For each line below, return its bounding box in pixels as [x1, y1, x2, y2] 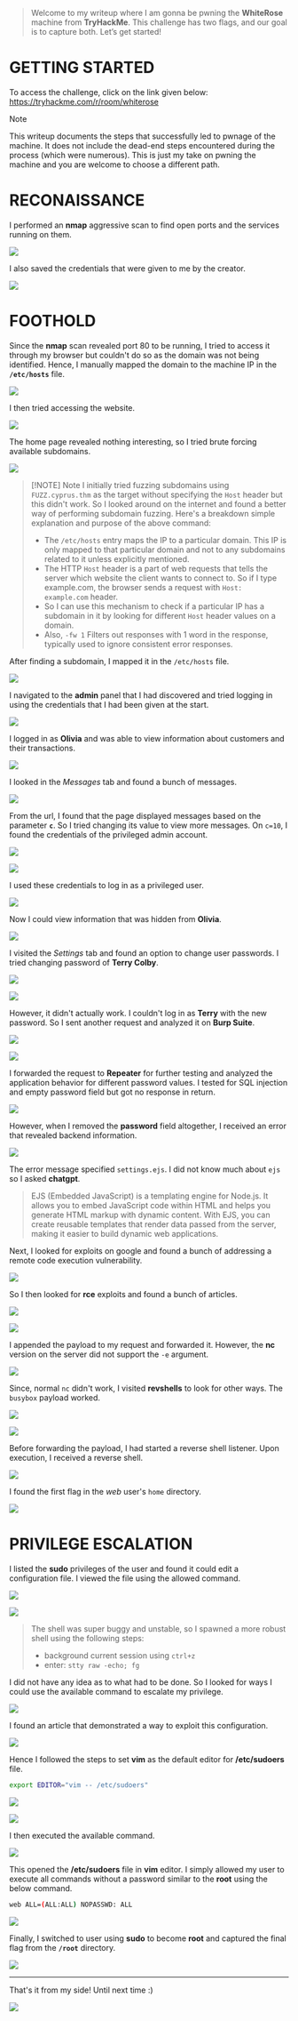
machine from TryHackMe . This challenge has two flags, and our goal [30, 17, 288, 28]
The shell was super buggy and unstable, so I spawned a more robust [30, 1623, 286, 1634]
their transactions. [9, 742, 75, 753]
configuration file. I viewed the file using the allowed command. [9, 1573, 241, 1584]
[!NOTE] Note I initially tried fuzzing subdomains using [30, 479, 230, 490]
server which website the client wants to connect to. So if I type [43, 573, 278, 583]
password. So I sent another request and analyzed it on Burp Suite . [9, 1017, 255, 1028]
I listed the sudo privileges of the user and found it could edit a [9, 1563, 239, 1574]
